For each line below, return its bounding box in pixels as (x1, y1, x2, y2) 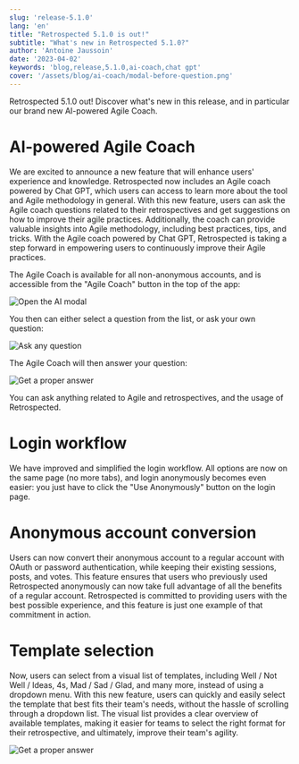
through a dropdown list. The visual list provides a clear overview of (9, 708, 259, 718)
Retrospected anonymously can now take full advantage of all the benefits (9, 581, 283, 591)
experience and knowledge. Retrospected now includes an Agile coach (9, 175, 270, 186)
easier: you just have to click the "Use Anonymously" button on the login (9, 481, 276, 492)
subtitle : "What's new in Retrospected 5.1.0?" (9, 38, 190, 47)
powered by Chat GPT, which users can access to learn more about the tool (9, 185, 288, 196)
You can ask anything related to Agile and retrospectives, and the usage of (9, 392, 284, 403)
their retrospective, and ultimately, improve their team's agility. (9, 726, 239, 738)
